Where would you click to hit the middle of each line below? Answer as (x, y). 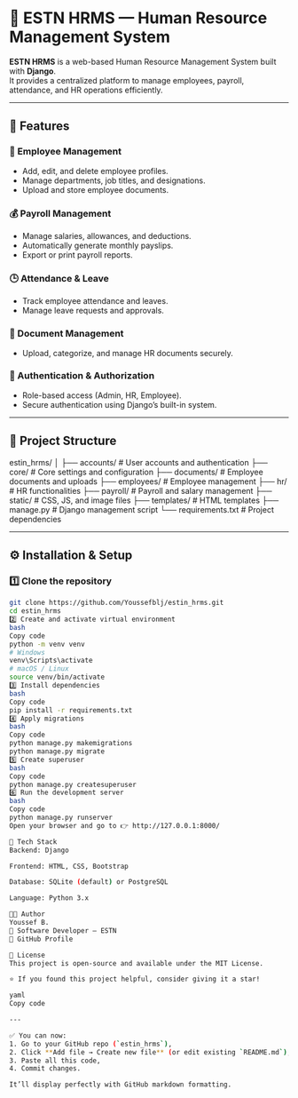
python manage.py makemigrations (71, 744)
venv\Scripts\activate (51, 661)
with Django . (32, 71)
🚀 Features (39, 127)
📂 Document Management (67, 334)
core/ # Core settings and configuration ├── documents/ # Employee (136, 472)
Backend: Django (39, 850)
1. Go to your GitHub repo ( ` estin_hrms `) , (91, 1044)
